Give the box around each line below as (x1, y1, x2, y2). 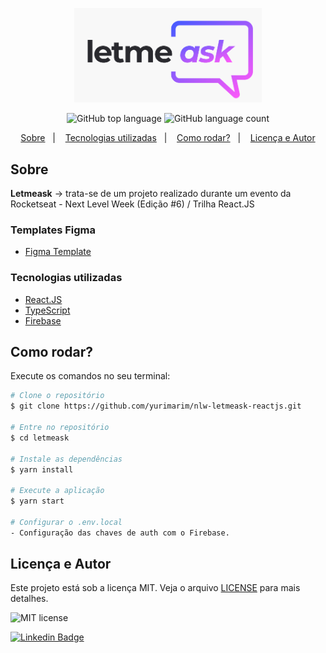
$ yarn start (10, 496, 65, 507)
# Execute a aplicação (10, 486, 105, 496)
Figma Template (24, 246, 92, 258)
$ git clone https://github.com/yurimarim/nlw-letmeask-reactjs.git (10, 401, 302, 412)
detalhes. (10, 593, 49, 605)
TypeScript (24, 304, 71, 316)
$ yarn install (10, 464, 74, 475)
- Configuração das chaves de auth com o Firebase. (10, 528, 230, 538)
